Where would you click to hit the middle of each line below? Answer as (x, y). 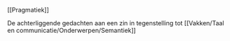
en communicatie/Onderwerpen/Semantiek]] (72, 30)
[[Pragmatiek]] (28, 10)
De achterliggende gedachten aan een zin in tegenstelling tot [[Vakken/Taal (116, 23)
